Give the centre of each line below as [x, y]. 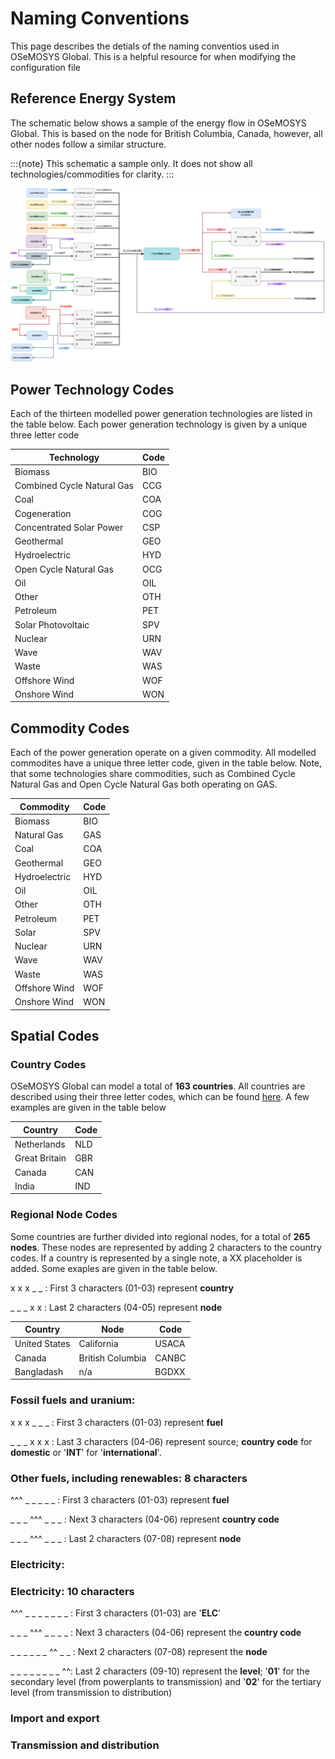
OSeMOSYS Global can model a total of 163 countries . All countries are [158, 1086]
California [98, 1344]
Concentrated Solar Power [69, 527]
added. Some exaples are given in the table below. [114, 1268]
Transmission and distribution [85, 1745]
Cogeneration [43, 513]
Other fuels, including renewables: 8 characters [129, 1478]
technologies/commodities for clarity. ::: [92, 174]
